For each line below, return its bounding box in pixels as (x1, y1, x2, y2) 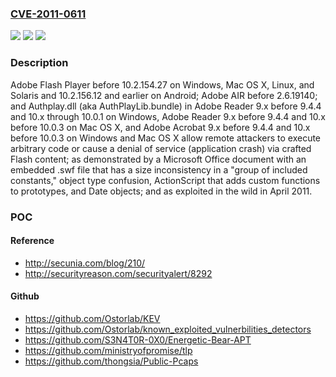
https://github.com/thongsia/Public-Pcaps (24, 355, 199, 367)
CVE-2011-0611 (10, 7, 87, 21)
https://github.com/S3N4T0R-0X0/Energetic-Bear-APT (24, 333, 252, 346)
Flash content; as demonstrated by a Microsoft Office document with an (10, 153, 307, 165)
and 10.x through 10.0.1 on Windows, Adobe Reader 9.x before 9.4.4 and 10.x (10, 110, 326, 122)
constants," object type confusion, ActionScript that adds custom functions (10, 174, 321, 186)
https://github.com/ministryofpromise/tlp (24, 344, 193, 356)
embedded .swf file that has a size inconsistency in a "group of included (10, 163, 308, 176)
